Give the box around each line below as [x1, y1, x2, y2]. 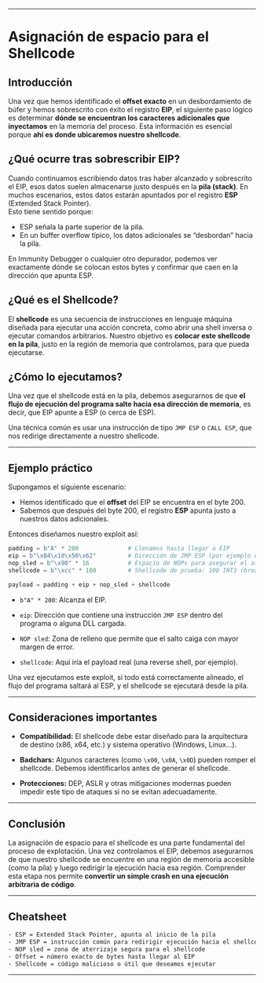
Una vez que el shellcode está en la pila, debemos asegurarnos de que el [8, 391, 246, 400]
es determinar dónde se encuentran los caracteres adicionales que [8, 113, 230, 122]
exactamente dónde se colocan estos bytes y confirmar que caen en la [8, 262, 238, 272]
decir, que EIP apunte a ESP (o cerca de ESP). [8, 407, 156, 417]
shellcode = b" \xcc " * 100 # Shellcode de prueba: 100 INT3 [8, 566, 237, 574]
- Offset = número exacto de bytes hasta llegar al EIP [8, 952, 195, 960]
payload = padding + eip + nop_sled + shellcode [8, 580, 170, 589]
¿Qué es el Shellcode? [8, 294, 119, 307]
